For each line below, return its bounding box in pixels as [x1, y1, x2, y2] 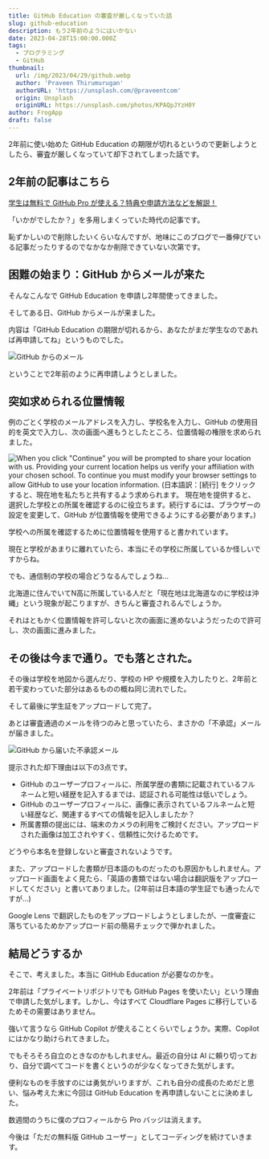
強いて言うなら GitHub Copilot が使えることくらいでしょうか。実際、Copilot [8, 1023, 259, 1033]
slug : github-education [8, 19, 88, 27]
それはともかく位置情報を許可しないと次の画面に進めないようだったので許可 [8, 616, 262, 625]
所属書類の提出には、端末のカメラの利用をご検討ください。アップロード [19, 819, 259, 829]
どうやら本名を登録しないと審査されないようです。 [8, 847, 177, 856]
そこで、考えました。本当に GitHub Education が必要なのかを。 [8, 969, 218, 979]
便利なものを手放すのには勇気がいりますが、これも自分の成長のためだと [8, 1077, 247, 1088]
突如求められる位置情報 [8, 394, 124, 408]
